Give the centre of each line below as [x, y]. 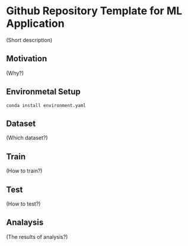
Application [35, 23]
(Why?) [15, 73]
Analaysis [25, 223]
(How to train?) [24, 171]
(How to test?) [23, 204]
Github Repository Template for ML [94, 11]
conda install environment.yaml [46, 105]
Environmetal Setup [44, 92]
